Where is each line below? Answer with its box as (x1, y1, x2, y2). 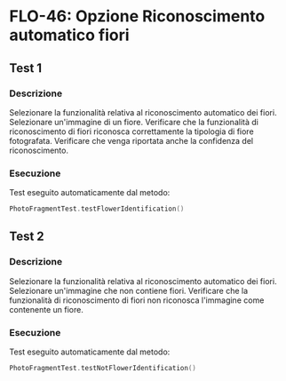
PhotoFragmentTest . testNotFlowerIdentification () (9, 364, 197, 373)
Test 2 (9, 229, 44, 244)
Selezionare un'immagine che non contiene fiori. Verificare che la (9, 285, 249, 296)
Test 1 (9, 60, 43, 75)
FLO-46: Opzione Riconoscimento (9, 6, 266, 27)
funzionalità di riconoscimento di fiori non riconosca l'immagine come (9, 295, 265, 306)
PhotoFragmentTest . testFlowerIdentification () (9, 204, 185, 214)
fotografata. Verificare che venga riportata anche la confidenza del (9, 135, 254, 146)
